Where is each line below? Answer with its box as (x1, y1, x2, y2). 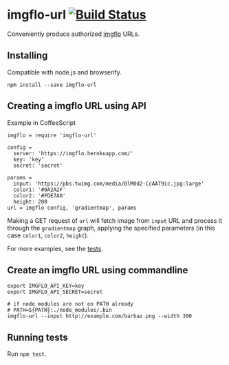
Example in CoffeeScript (7, 118, 76, 127)
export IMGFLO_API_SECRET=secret (7, 288, 103, 296)
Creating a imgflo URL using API (7, 100, 146, 112)
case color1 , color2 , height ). (7, 231, 89, 239)
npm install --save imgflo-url (7, 81, 97, 88)
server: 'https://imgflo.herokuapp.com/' (13, 150, 134, 157)
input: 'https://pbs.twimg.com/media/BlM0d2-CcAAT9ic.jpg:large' (13, 180, 205, 187)
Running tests (7, 331, 69, 343)
